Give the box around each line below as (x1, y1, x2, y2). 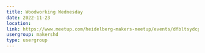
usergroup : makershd (6, 32, 59, 38)
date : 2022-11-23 (6, 15, 51, 21)
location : (6, 20, 32, 26)
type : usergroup (6, 37, 48, 43)
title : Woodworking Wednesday (6, 9, 84, 15)
